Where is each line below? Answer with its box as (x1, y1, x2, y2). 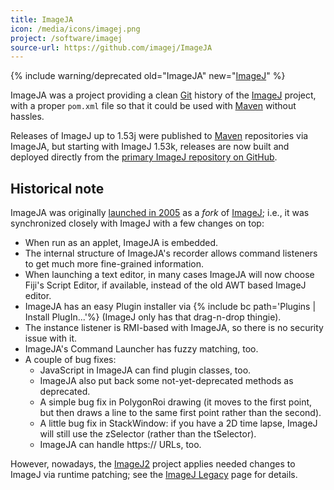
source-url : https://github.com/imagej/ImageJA (10, 42, 213, 53)
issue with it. (24, 332, 77, 345)
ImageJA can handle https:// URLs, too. (39, 439, 202, 451)
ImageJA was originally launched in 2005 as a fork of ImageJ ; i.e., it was (10, 207, 310, 219)
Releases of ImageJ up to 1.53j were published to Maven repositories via (10, 130, 309, 142)
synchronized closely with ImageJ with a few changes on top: (10, 217, 265, 230)
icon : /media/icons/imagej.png (10, 24, 141, 34)
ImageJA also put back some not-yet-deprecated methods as (39, 375, 294, 387)
